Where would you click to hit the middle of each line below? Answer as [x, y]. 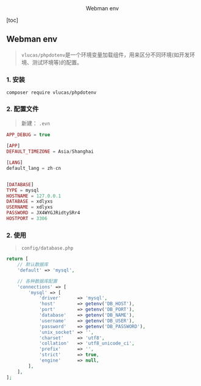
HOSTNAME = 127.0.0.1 [34, 196]
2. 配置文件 [23, 109]
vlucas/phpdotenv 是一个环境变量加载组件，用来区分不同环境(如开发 [105, 54]
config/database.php [47, 248]
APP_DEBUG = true [28, 135]
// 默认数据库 [33, 265]
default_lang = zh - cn [34, 168]
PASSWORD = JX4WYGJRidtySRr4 [43, 213]
